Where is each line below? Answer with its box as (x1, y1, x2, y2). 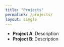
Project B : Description (12, 36, 59, 42)
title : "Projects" (5, 7, 44, 13)
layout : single (5, 17, 37, 22)
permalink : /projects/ (5, 12, 53, 17)
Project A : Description (12, 31, 59, 37)
